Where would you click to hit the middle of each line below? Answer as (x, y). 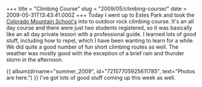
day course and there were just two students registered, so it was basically (99, 28)
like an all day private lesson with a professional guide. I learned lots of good (101, 34)
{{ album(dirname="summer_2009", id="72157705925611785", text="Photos (101, 71)
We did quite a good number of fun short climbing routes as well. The (93, 47)
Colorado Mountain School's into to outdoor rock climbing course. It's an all (100, 21)
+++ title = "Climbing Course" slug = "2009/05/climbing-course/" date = (96, 9)
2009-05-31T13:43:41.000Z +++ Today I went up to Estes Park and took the (100, 15)
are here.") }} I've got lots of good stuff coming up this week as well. (91, 78)
